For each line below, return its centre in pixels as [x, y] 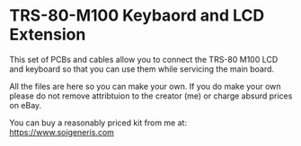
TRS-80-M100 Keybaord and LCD [137, 16]
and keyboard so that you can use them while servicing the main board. [142, 69]
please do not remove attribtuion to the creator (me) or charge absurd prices [151, 96]
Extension [48, 34]
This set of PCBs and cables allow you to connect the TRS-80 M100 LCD [144, 59]
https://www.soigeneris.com [62, 132]
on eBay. [26, 105]
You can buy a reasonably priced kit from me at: [98, 123]
